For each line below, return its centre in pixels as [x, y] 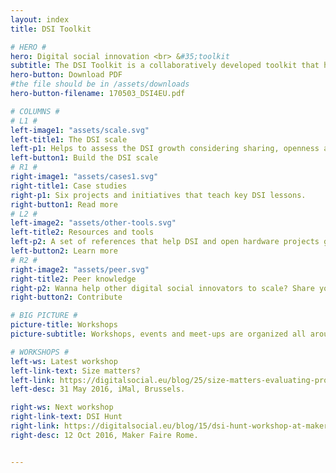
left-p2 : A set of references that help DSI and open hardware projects [165, 242]
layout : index [40, 19]
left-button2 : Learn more [64, 251]
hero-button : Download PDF [66, 75]
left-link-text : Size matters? [75, 371]
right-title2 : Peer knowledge [73, 279]
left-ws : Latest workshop [64, 361]
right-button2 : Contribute [66, 297]
